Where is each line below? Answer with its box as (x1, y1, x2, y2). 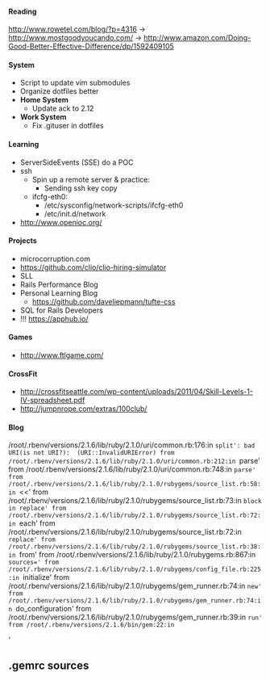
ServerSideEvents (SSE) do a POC (19, 157, 134, 167)
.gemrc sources (8, 658, 89, 672)
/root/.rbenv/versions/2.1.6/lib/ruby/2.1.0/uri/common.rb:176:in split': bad (8, 440, 255, 450)
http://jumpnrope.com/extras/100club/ (19, 404, 147, 413)
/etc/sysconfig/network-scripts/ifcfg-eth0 (44, 200, 184, 210)
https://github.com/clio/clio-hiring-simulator (19, 262, 167, 272)
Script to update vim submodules (19, 78, 131, 88)
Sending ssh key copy (44, 183, 118, 193)
